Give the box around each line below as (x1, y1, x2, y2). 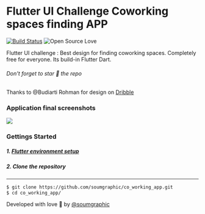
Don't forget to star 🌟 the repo (6, 70, 82, 77)
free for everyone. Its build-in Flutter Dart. (6, 55, 112, 63)
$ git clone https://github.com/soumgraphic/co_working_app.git (6, 184, 173, 190)
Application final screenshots (6, 104, 96, 112)
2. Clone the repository (6, 163, 66, 170)
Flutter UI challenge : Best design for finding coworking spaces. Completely (6, 49, 196, 56)
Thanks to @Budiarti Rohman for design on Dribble (6, 88, 134, 96)
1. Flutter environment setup (6, 148, 79, 155)
